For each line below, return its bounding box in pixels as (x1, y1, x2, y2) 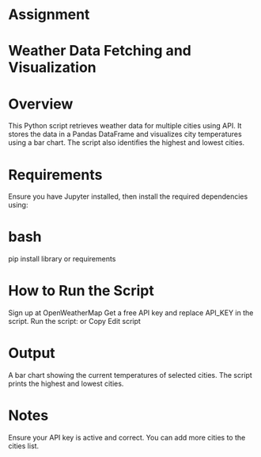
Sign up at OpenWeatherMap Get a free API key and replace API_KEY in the (8, 308, 254, 318)
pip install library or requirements (8, 254, 116, 264)
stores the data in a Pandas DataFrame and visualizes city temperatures (8, 129, 243, 139)
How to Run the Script (8, 282, 154, 300)
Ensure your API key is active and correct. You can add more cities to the (8, 433, 246, 442)
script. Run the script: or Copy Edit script (8, 317, 141, 326)
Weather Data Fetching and (8, 42, 191, 60)
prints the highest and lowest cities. (8, 379, 124, 389)
